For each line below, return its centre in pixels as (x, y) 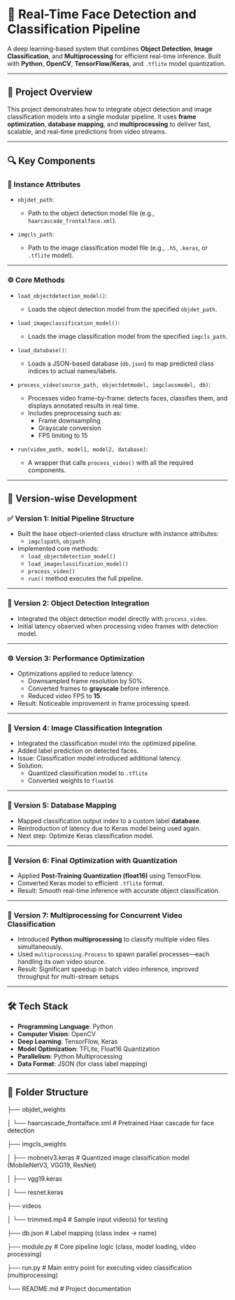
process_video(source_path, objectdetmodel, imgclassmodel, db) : (114, 384)
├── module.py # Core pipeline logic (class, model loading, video (102, 1246)
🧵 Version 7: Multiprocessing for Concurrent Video (95, 915)
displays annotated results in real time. (83, 406)
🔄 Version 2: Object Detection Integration (78, 603)
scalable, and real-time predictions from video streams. (87, 131)
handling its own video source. (62, 962)
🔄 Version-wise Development (72, 498)
